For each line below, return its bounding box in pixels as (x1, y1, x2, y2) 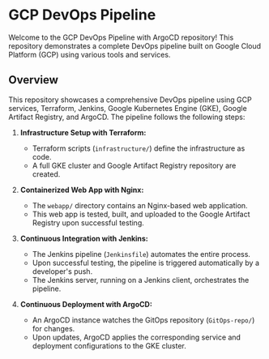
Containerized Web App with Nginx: (19, 185, 144, 194)
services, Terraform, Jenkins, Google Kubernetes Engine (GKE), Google (8, 103, 247, 113)
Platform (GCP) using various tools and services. (8, 49, 171, 59)
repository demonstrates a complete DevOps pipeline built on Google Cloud (8, 41, 262, 50)
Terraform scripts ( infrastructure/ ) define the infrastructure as (32, 143, 246, 153)
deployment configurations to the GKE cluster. (32, 340, 186, 350)
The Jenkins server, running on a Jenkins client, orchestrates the (32, 275, 250, 284)
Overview (8, 73, 59, 87)
